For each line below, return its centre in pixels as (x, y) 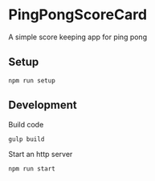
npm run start (32, 169)
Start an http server (41, 154)
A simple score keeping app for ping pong (77, 37)
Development (43, 105)
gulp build (27, 139)
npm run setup (32, 80)
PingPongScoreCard (77, 15)
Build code (26, 124)
